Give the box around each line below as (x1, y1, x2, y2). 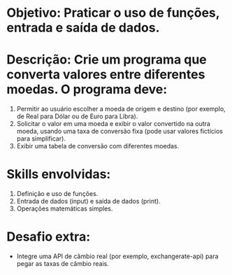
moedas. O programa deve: (6, 82, 168, 97)
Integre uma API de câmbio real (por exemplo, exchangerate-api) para (16, 252, 219, 260)
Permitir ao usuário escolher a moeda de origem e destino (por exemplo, (16, 105, 226, 113)
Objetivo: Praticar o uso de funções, (6, 5, 220, 21)
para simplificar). (16, 134, 66, 143)
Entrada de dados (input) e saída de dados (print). (16, 197, 161, 206)
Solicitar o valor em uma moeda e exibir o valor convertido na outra (16, 120, 211, 128)
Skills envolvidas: (6, 167, 111, 183)
